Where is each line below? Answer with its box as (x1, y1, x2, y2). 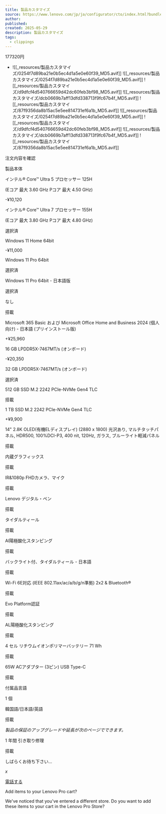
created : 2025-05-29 (5, 26, 48, 31)
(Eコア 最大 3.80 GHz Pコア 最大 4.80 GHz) (5, 217, 93, 223)
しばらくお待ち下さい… (5, 758, 53, 765)
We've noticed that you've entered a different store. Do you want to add (5, 798, 151, 804)
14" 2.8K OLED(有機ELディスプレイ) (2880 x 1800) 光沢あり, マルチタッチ (5, 426, 155, 432)
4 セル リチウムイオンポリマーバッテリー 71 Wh (5, 643, 102, 649)
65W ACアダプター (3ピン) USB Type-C (5, 664, 86, 670)
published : (5, 21, 28, 26)
